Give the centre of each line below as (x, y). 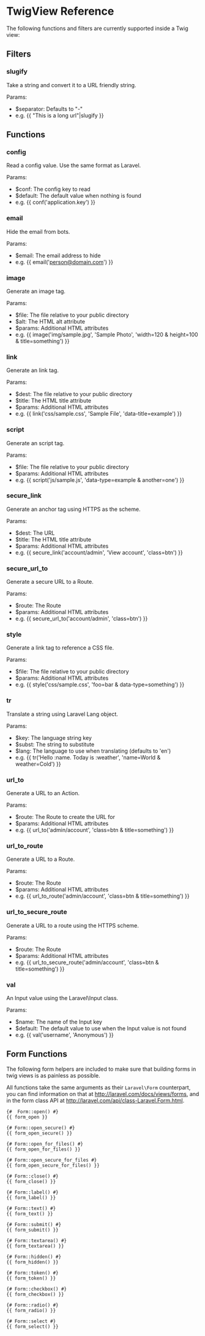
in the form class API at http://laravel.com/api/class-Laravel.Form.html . (95, 1100)
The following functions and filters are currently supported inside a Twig (97, 28)
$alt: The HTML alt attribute (50, 321)
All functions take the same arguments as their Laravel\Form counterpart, (99, 1087)
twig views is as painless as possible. (53, 1075)
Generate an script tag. (35, 443)
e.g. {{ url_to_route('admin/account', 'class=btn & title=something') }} (102, 896)
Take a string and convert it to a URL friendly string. (71, 85)
